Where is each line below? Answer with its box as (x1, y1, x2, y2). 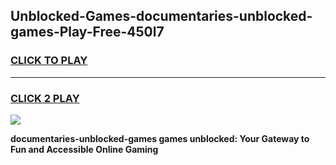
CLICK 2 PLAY (10, 91, 80, 105)
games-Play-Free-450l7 (10, 24, 165, 41)
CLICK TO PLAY (10, 54, 88, 68)
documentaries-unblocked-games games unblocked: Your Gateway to (10, 132, 310, 144)
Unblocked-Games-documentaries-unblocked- (10, 8, 313, 25)
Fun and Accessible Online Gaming (10, 143, 159, 155)
